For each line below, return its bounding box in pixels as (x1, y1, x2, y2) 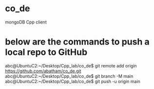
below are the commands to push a (5, 36, 150, 47)
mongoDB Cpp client (5, 19, 47, 25)
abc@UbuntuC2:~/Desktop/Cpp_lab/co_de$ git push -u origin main (5, 78, 140, 84)
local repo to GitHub (5, 47, 88, 58)
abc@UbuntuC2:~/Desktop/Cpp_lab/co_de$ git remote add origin (5, 63, 137, 68)
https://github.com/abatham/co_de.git (5, 68, 81, 74)
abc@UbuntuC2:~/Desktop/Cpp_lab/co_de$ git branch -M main (5, 73, 134, 79)
